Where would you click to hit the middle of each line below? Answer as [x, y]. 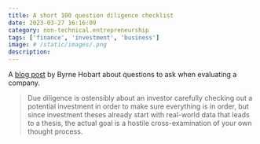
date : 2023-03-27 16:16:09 [52, 23]
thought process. [55, 131]
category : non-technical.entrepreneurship [79, 30]
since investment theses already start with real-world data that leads [138, 114]
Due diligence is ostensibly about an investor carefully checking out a [140, 98]
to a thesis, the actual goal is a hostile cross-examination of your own [139, 123]
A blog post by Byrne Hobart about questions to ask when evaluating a [123, 74]
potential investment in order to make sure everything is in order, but [138, 106]
